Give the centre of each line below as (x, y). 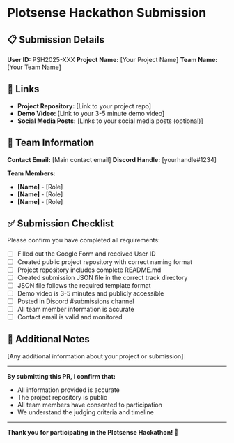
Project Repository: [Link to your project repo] (84, 106)
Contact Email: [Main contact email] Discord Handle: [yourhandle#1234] (112, 159)
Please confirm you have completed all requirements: (84, 240)
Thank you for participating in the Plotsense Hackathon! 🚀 (93, 432)
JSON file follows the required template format (84, 285)
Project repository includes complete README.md (89, 270)
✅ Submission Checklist (61, 224)
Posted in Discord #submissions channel (76, 301)
